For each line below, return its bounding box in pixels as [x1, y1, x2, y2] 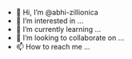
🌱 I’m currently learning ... [15, 25, 102, 33]
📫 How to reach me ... [15, 42, 90, 51]
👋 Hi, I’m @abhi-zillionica [15, 8, 98, 17]
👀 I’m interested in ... [15, 16, 84, 26]
